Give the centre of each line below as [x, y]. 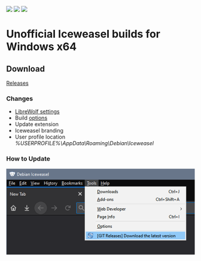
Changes [20, 99]
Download [25, 69]
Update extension [36, 124]
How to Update [28, 159]
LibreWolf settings [37, 112]
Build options [31, 118]
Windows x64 [41, 47]
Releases [17, 83]
